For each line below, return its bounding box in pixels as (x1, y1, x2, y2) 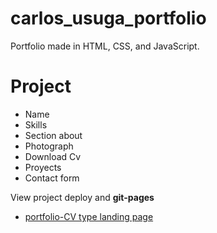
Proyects (24, 161, 62, 173)
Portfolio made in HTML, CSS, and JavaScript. (10, 40, 200, 52)
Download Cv (24, 150, 82, 162)
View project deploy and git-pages (10, 191, 155, 203)
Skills (24, 118, 48, 131)
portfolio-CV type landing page (24, 210, 154, 222)
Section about (24, 129, 83, 141)
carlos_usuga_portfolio (10, 7, 207, 30)
